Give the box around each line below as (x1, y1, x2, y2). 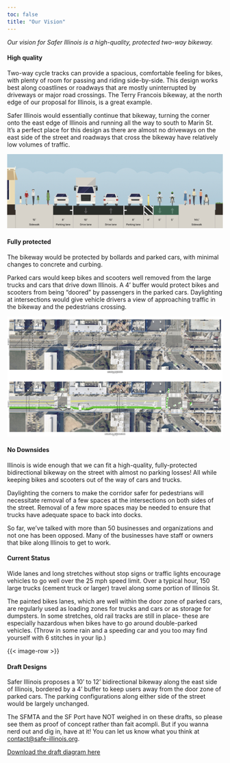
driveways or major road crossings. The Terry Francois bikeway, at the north (7, 90, 222, 99)
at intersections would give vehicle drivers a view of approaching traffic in (7, 295, 216, 303)
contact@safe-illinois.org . (7, 735, 80, 743)
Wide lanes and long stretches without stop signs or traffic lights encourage (7, 569, 221, 578)
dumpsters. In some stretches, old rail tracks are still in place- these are (7, 612, 209, 620)
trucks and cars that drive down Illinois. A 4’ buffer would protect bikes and (7, 281, 219, 289)
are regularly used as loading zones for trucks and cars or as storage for (7, 605, 212, 613)
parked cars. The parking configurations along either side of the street (7, 692, 206, 701)
